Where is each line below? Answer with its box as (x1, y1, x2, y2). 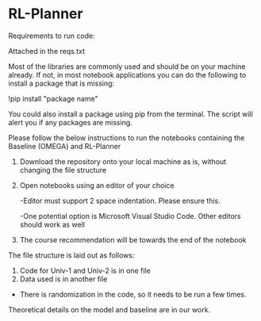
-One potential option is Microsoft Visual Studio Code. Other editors (19, 211, 241, 220)
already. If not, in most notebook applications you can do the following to (8, 70, 247, 79)
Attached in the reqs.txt (8, 46, 86, 55)
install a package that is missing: (8, 78, 115, 88)
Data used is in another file (19, 274, 108, 284)
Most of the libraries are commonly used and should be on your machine (8, 61, 246, 71)
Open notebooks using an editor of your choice (19, 180, 175, 190)
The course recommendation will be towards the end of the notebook (19, 235, 247, 244)
